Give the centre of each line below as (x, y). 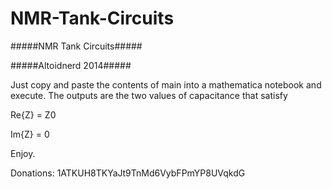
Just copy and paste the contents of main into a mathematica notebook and (166, 84)
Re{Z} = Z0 (33, 114)
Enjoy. (23, 153)
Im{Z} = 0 (30, 134)
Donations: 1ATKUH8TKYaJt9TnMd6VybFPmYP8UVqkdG (128, 173)
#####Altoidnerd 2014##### (71, 65)
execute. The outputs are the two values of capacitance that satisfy (149, 95)
